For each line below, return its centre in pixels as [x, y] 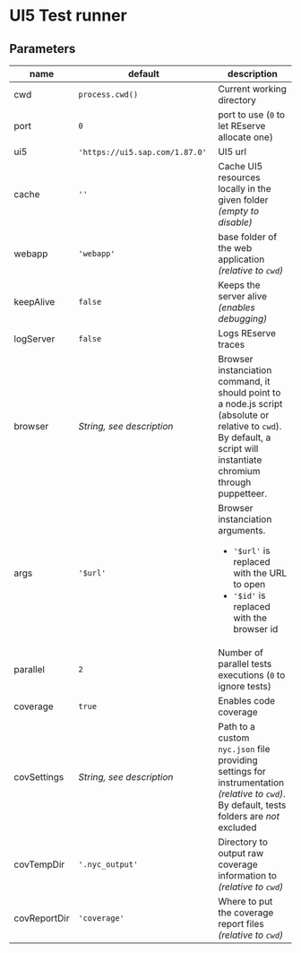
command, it [244, 381]
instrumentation [251, 783]
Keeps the [240, 285]
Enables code [247, 701]
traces [231, 344]
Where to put [245, 901]
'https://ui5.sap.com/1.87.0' [143, 152]
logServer [34, 339]
